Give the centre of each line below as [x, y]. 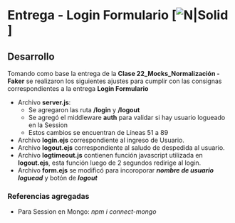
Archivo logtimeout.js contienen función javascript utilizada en [110, 155]
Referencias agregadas [48, 196]
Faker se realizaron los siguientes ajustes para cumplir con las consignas [115, 81]
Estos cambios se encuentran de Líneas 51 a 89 [98, 132]
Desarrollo [31, 56]
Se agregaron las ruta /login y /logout [84, 110]
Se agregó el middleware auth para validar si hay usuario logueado [127, 118]
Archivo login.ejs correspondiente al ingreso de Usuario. [101, 140]
